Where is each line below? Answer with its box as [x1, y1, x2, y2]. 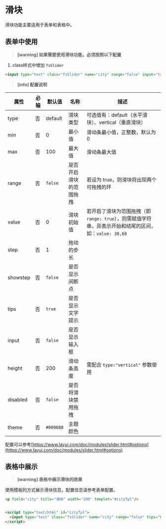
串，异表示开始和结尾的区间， [86, 223, 156, 229]
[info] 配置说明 [17, 81, 47, 87]
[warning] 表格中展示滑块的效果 [17, 477, 83, 483]
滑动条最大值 [86, 149, 117, 155]
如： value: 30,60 [86, 230, 127, 237]
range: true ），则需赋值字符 [86, 215, 152, 222]
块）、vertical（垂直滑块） [86, 119, 146, 126]
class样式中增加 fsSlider [12, 62, 64, 68]
